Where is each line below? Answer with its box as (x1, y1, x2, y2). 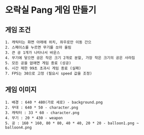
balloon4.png (5, 125, 32, 130)
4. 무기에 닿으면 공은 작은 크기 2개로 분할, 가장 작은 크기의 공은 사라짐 (5, 55, 135, 60)
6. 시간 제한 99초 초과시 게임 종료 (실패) (5, 66, 81, 71)
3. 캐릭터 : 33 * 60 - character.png (5, 110, 80, 115)
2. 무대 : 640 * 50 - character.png (5, 105, 78, 110)
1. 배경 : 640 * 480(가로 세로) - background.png (5, 100, 103, 105)
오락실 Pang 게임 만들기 (5, 4, 97, 16)
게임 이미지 (5, 85, 37, 94)
